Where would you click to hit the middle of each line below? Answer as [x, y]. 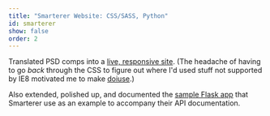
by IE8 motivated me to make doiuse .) [72, 79]
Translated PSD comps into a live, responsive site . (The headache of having [135, 62]
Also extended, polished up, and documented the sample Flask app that [129, 95]
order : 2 [23, 39]
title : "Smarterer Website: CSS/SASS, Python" [88, 16]
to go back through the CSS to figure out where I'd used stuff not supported [135, 71]
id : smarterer [32, 24]
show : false [28, 31]
